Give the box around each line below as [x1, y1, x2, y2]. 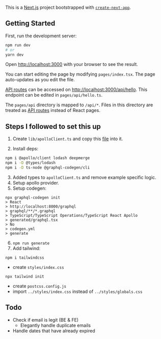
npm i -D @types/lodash [5, 161, 56, 166]
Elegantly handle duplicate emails [20, 322, 91, 328]
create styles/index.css [12, 264, 65, 270]
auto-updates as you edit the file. [5, 77, 75, 83]
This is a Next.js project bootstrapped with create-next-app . [5, 5, 131, 10]
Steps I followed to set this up [5, 122, 101, 131]
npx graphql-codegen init [5, 195, 60, 200]
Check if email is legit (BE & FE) [12, 317, 79, 323]
